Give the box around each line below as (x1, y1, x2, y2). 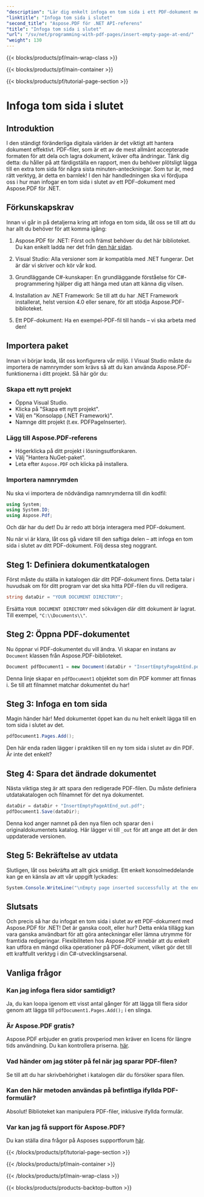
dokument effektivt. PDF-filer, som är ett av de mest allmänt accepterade (6, 146, 189, 153)
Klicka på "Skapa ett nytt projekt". (15, 405, 100, 412)
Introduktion (6, 123, 55, 134)
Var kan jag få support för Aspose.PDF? (6, 1123, 126, 1131)
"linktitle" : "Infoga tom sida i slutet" (6, 15, 113, 21)
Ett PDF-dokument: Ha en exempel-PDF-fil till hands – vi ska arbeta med (15, 316, 196, 324)
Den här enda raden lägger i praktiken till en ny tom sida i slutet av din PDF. (6, 745, 194, 752)
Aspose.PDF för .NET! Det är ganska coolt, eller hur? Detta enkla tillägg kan (6, 924, 194, 932)
